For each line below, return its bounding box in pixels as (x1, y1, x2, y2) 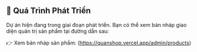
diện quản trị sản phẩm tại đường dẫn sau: (6, 27, 109, 34)
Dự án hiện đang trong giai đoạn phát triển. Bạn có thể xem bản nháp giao (6, 21, 187, 28)
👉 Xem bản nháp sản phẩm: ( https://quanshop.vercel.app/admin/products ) (6, 39, 192, 46)
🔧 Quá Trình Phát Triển (6, 6, 91, 16)
